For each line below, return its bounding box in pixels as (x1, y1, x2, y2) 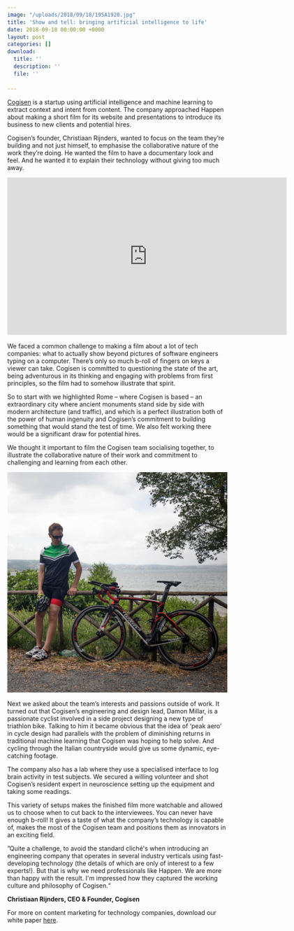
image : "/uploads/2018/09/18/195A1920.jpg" (7, 11, 136, 18)
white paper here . (7, 916, 58, 924)
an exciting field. (7, 830, 55, 839)
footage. (34, 751, 58, 760)
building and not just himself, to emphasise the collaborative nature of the (7, 141, 219, 150)
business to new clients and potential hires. (7, 120, 132, 129)
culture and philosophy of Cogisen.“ (7, 881, 111, 890)
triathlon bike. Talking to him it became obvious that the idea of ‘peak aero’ (7, 721, 222, 730)
